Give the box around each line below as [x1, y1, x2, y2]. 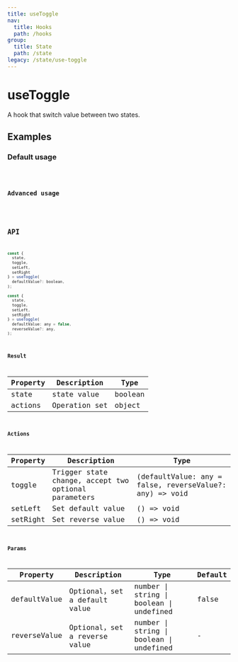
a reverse [69, 632, 108, 641]
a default [69, 595, 108, 605]
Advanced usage [7, 189, 60, 197]
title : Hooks [13, 23, 52, 30]
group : [7, 37, 27, 44]
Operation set [52, 401, 108, 410]
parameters [52, 493, 96, 503]
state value [52, 389, 100, 399]
